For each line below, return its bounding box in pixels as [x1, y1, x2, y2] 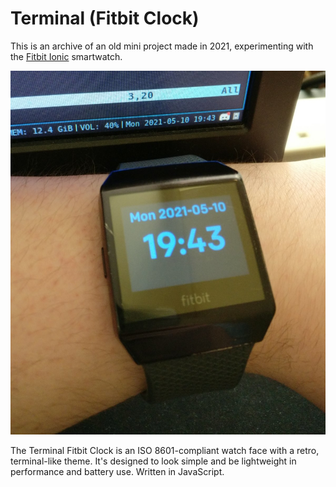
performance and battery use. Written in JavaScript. [10, 466, 225, 478]
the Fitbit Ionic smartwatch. [10, 50, 123, 62]
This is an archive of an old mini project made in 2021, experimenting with [10, 40, 314, 52]
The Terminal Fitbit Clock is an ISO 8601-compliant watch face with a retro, [10, 445, 320, 457]
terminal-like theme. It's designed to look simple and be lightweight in [10, 455, 297, 467]
